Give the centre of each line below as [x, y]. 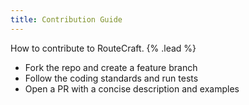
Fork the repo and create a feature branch [111, 67]
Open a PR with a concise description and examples [132, 88]
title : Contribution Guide [66, 19]
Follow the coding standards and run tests [111, 78]
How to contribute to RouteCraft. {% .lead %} [103, 48]
